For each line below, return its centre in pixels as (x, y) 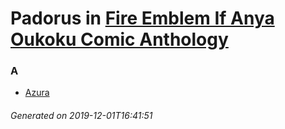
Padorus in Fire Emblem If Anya (142, 18)
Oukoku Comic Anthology (119, 39)
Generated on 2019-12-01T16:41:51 (81, 116)
